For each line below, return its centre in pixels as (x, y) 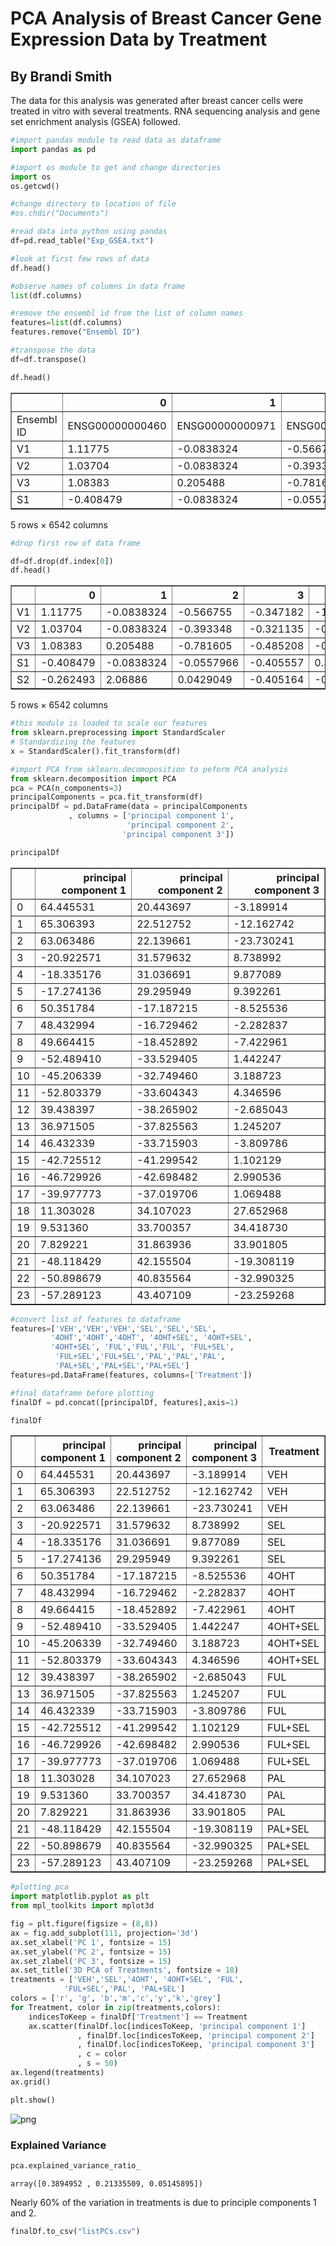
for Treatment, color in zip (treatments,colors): (116, 2007)
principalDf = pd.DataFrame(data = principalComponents (129, 807)
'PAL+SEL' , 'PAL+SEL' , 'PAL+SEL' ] (122, 1366)
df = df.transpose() (48, 359)
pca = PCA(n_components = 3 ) (66, 788)
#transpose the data (53, 350)
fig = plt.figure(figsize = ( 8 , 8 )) (84, 1924)
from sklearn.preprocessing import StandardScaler (118, 733)
